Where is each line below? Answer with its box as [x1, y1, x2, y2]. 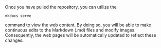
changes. [5, 37, 24, 43]
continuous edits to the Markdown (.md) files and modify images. [5, 27, 136, 33]
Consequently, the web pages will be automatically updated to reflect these [5, 32, 157, 38]
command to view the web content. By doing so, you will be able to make [5, 22, 152, 28]
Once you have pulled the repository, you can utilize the [5, 4, 117, 10]
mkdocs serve [5, 14, 32, 18]
